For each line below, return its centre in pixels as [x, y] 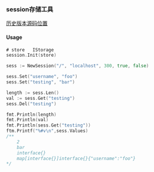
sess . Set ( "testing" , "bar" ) [41, 82]
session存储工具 [30, 9]
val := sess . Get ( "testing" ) [41, 98]
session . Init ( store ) [32, 55]
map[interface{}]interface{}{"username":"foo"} [76, 158]
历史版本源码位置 [27, 23]
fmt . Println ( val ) [27, 120]
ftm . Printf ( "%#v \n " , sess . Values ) [47, 131]
